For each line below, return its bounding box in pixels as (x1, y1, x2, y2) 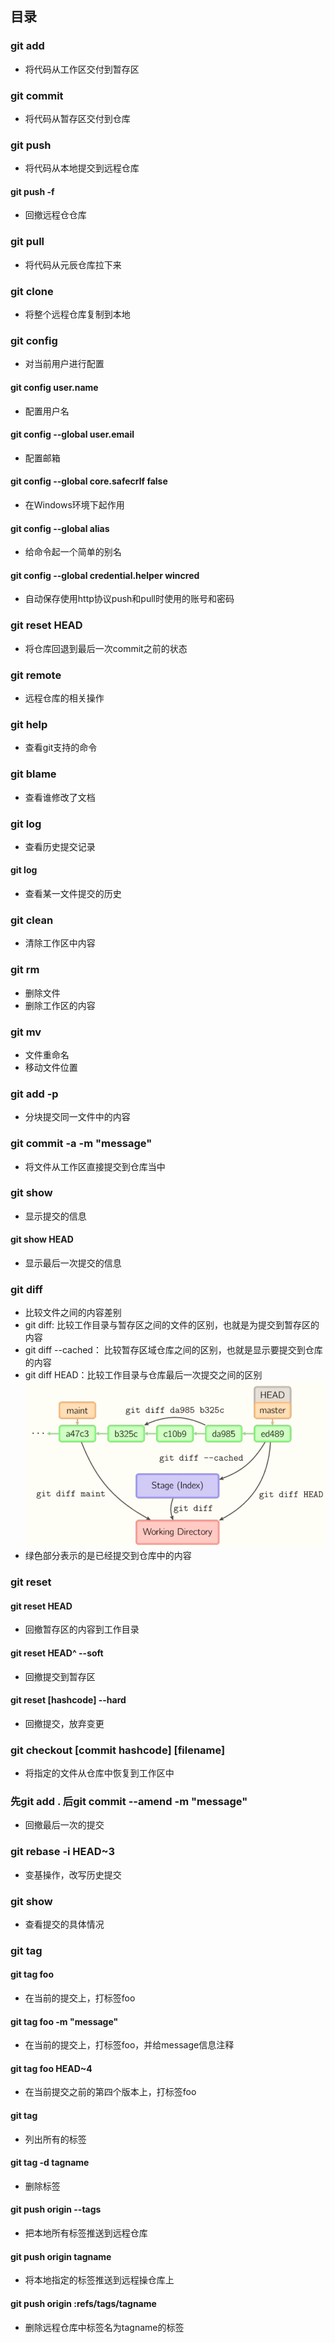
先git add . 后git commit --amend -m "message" (10, 1794, 248, 1808)
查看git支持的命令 (24, 742, 98, 754)
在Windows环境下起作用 (24, 498, 125, 511)
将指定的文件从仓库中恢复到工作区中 (24, 1767, 175, 1779)
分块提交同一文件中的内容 (24, 1111, 131, 1123)
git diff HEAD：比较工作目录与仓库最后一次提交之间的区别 (24, 1369, 263, 1381)
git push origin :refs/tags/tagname (10, 2297, 157, 2309)
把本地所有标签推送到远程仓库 (24, 2227, 148, 2239)
